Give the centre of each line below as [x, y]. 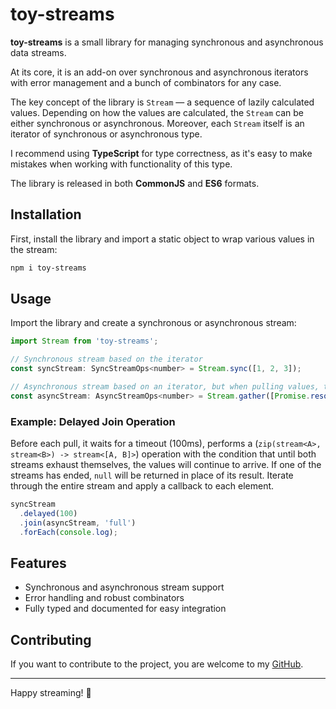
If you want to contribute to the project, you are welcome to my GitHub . [157, 664]
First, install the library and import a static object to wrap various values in [162, 239]
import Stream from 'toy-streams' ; [84, 341]
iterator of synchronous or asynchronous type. [106, 134]
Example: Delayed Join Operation [93, 421]
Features [38, 563]
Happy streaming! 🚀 [51, 693]
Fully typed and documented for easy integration [125, 609]
